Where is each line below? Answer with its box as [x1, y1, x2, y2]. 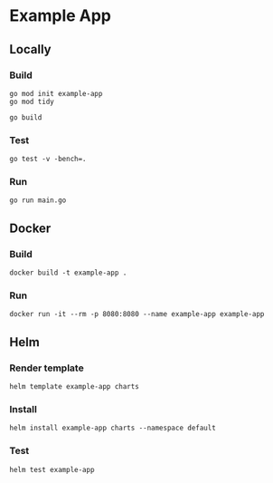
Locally [9, 42, 52, 57]
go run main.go [9, 196, 67, 205]
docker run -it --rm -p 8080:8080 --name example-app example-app [9, 310, 265, 319]
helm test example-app [9, 465, 95, 474]
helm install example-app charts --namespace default [9, 423, 217, 433]
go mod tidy [9, 97, 54, 106]
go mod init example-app [9, 89, 103, 98]
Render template [9, 362, 84, 374]
